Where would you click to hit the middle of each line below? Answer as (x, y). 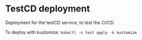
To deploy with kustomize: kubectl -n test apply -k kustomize (71, 32)
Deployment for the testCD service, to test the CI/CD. (60, 22)
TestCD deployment (48, 9)
